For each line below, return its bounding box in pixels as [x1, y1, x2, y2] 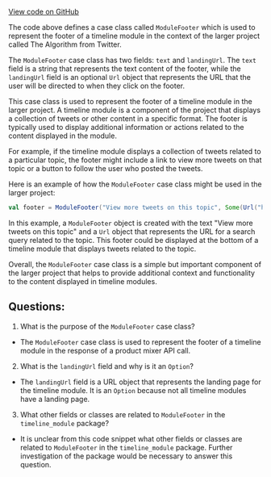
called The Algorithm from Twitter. [8, 40, 123, 49]
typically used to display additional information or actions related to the [8, 123, 244, 132]
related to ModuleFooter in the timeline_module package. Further [19, 442, 233, 452]
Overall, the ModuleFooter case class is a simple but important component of [8, 259, 262, 269]
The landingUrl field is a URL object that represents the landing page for [19, 377, 261, 387]
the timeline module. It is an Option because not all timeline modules [19, 385, 247, 395]
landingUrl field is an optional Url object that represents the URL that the [8, 73, 252, 82]
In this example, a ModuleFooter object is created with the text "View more [8, 218, 254, 228]
